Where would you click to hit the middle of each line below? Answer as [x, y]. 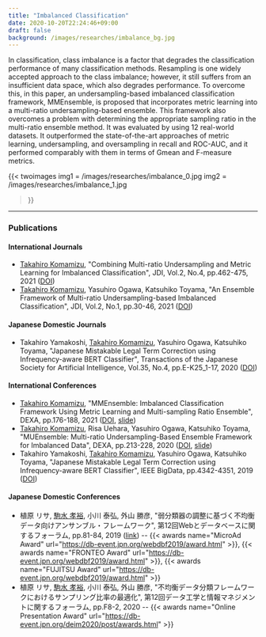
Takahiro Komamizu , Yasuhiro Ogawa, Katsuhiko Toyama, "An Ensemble [137, 290]
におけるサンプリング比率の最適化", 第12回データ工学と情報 [123, 597]
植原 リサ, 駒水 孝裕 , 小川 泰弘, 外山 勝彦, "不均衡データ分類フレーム [130, 587]
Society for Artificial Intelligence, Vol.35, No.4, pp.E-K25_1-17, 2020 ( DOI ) [139, 367]
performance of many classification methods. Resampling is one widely [125, 69]
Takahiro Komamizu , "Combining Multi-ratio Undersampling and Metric [135, 264]
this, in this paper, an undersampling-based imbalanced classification [122, 94]
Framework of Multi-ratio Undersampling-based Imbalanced [118, 298]
